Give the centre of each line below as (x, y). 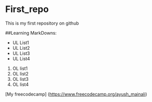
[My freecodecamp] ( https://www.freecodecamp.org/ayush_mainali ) (76, 94)
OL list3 (20, 79)
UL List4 (21, 58)
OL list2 (20, 73)
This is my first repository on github (42, 23)
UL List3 (21, 53)
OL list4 (20, 84)
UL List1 (21, 42)
